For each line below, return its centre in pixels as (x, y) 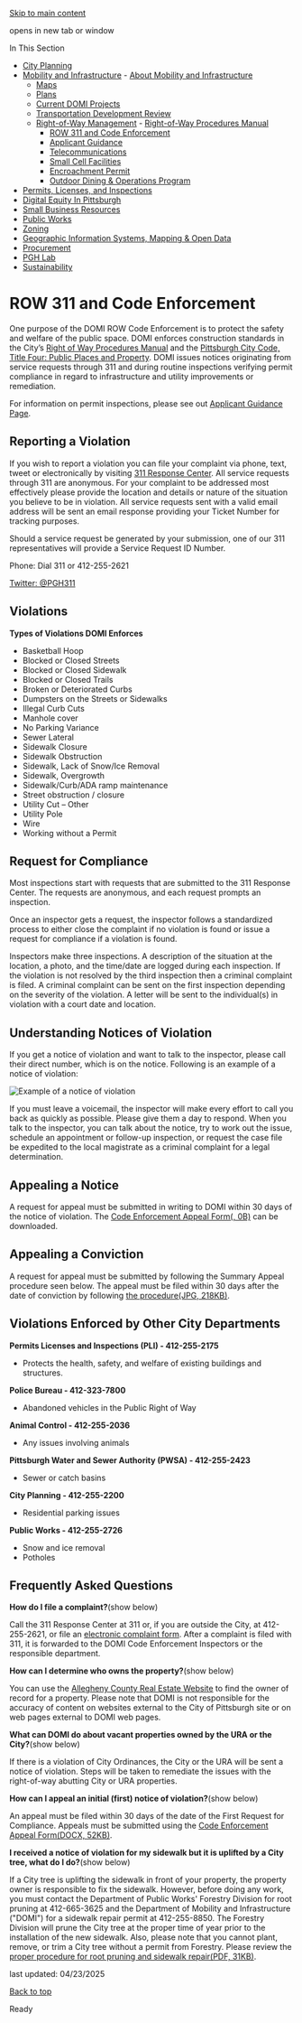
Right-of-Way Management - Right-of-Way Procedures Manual (152, 123)
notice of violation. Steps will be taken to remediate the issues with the (141, 1771)
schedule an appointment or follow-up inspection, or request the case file (146, 1138)
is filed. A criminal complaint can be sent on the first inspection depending (147, 985)
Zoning (36, 228)
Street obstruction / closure (73, 795)
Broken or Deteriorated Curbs (77, 689)
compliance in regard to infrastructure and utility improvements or (132, 376)
